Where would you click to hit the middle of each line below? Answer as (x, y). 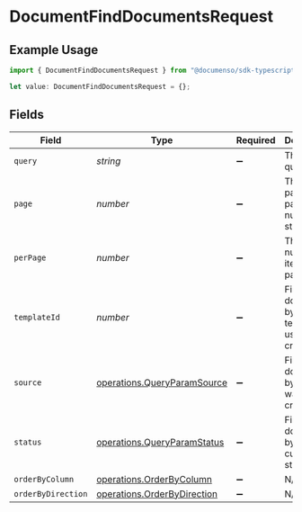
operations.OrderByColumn (154, 479)
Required (256, 139)
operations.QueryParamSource (161, 382)
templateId (37, 317)
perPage (30, 257)
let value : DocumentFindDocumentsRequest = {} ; (100, 86)
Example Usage (54, 50)
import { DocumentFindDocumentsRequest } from (98, 70)
